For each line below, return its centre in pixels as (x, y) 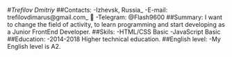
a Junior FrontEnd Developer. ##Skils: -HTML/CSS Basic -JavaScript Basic (114, 32)
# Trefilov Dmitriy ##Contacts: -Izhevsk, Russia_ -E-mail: (88, 10)
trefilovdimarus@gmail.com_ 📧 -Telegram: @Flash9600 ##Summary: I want (115, 17)
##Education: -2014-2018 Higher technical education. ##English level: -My (114, 39)
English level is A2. (34, 46)
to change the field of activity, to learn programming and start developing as (116, 24)
